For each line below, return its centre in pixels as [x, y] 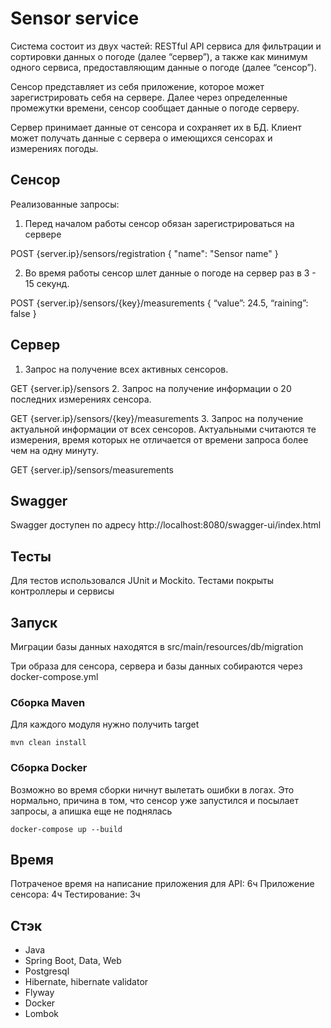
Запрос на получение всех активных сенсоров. [126, 369]
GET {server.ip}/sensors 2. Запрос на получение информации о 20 [151, 388]
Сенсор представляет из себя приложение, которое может [137, 86]
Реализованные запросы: [65, 204]
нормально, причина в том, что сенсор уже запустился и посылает [154, 800]
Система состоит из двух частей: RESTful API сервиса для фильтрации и [166, 46]
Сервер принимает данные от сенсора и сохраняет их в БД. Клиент [156, 127]
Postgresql [47, 971]
